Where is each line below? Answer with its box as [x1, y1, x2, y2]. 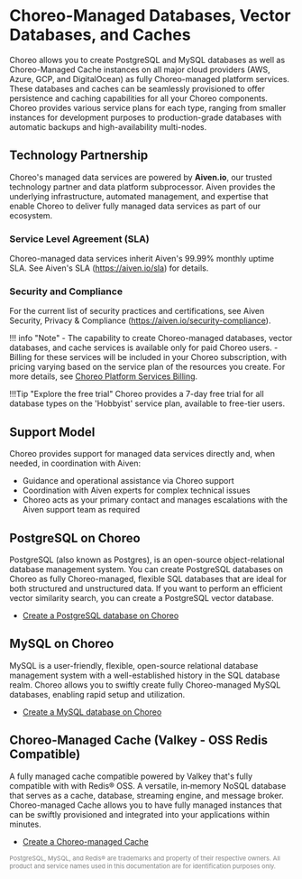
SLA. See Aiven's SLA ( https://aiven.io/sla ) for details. [9, 263, 209, 273]
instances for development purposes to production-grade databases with [9, 112, 282, 123]
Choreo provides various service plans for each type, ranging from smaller [9, 102, 287, 113]
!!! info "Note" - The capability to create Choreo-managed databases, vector [9, 333, 293, 344]
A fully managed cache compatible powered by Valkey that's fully [9, 771, 253, 782]
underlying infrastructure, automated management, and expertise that [9, 190, 269, 201]
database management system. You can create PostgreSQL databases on [9, 563, 284, 574]
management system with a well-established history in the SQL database [9, 670, 280, 680]
